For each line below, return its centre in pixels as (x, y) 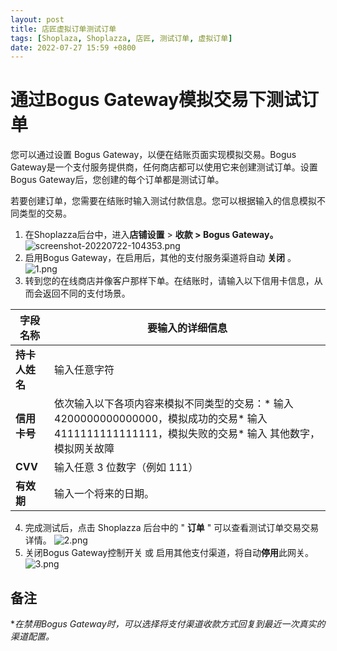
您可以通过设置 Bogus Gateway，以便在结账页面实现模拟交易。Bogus (153, 155)
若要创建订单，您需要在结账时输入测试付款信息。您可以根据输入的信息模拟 (163, 201)
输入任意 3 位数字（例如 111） (126, 468)
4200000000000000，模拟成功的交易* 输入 (161, 419)
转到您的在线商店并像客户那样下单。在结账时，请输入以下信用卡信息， (169, 281)
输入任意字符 (84, 370)
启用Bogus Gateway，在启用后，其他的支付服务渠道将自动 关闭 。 (160, 258)
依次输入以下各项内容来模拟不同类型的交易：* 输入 (174, 404)
